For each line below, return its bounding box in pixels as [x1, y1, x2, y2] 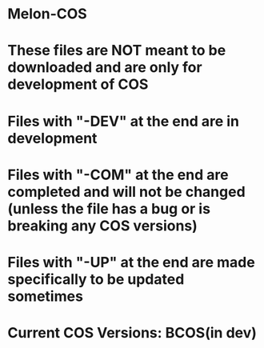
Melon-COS [7, 5, 87, 23]
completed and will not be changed [7, 182, 246, 201]
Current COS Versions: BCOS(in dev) [7, 324, 258, 342]
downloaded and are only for [7, 58, 202, 77]
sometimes [7, 287, 83, 305]
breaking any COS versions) [7, 217, 198, 234]
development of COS [7, 75, 149, 94]
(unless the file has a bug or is [7, 199, 211, 218]
